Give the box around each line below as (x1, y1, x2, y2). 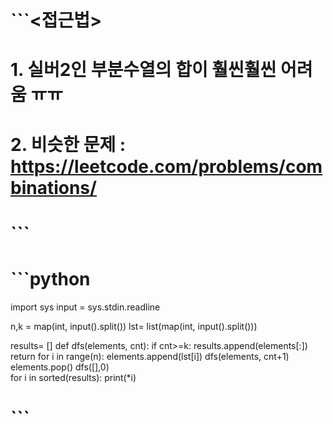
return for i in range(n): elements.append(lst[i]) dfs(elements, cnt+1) (10, 350, 290, 362)
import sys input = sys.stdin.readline (10, 301, 161, 313)
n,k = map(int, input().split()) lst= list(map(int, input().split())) (10, 320, 258, 332)
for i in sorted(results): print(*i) (10, 371, 137, 383)
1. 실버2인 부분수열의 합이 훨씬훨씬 (10, 59, 277, 81)
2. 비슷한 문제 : (10, 133, 127, 156)
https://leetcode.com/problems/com (10, 155, 323, 178)
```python (10, 267, 91, 290)
